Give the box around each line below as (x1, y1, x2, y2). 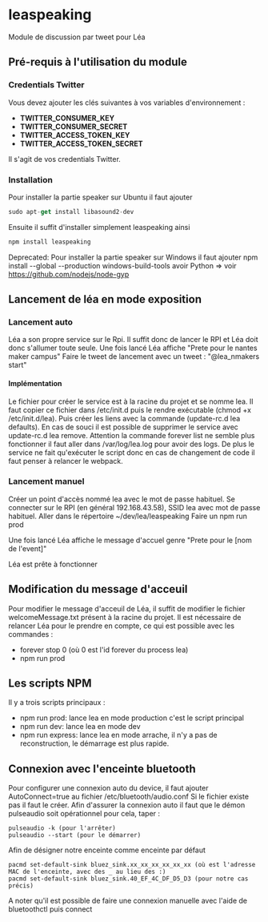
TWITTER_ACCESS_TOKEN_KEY (19, 130, 130, 139)
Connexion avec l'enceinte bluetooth (8, 762, 196, 775)
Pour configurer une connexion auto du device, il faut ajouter (8, 783, 210, 793)
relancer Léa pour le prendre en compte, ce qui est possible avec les (8, 621, 234, 630)
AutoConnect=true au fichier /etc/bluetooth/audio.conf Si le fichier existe (8, 791, 250, 802)
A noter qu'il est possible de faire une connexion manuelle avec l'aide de (8, 896, 248, 906)
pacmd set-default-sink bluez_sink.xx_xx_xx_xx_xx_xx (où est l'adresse (8, 861, 256, 869)
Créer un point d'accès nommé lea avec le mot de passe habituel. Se (8, 494, 236, 504)
